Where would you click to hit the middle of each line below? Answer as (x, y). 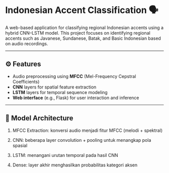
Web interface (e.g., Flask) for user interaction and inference (76, 98)
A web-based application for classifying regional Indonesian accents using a (84, 27)
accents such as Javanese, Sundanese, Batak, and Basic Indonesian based (83, 38)
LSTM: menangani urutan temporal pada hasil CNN (65, 155)
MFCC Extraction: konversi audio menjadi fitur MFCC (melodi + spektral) (87, 130)
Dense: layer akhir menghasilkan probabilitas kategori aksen (75, 165)
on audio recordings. (27, 43)
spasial (20, 145)
